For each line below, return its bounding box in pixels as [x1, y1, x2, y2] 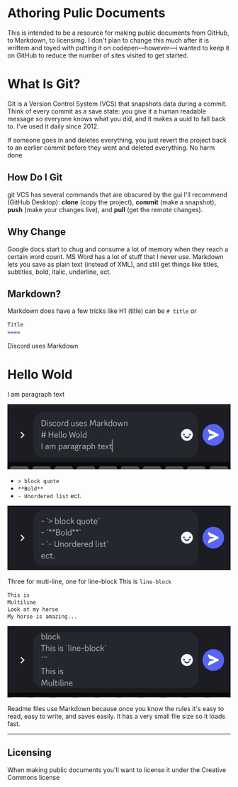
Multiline [7, 599, 37, 606]
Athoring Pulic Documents [7, 5, 166, 21]
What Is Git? [7, 76, 81, 92]
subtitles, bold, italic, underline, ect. [7, 268, 111, 276]
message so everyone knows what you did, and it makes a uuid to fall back [7, 114, 227, 123]
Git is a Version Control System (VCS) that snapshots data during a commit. [7, 99, 227, 108]
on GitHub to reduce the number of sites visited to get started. [7, 51, 189, 60]
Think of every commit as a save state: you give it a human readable [7, 106, 207, 115]
